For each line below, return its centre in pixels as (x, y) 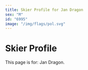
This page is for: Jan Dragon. (35, 62)
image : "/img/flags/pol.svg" (35, 24)
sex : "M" (14, 14)
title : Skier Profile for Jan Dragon (44, 10)
